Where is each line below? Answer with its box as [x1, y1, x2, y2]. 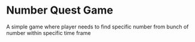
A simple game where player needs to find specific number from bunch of [6, 23, 189, 30]
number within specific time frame [6, 29, 91, 36]
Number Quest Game [6, 4, 113, 17]
